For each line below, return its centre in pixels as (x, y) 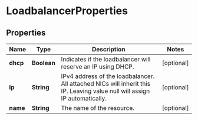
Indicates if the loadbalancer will (106, 59)
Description (108, 49)
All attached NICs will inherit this (106, 84)
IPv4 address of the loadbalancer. (108, 76)
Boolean (44, 63)
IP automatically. (84, 98)
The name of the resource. (98, 108)
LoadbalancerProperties (67, 11)
